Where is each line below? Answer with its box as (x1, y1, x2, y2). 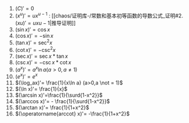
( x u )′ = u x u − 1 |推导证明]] (15, 19, 76, 26)
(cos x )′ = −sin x (15, 32, 54, 39)
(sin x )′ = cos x (15, 26, 50, 33)
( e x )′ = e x (15, 72, 38, 80)
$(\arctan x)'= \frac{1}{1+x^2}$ (15, 104, 90, 111)
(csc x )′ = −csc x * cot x (15, 58, 72, 66)
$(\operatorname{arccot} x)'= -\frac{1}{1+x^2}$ (15, 110, 130, 117)
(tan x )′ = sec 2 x (15, 38, 52, 46)
